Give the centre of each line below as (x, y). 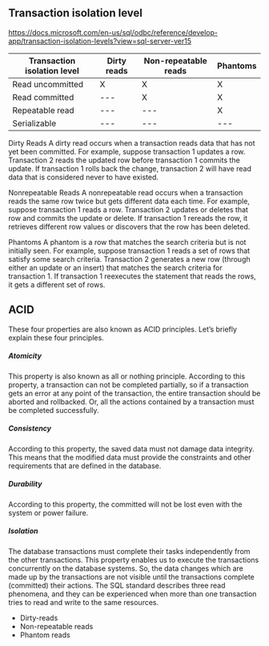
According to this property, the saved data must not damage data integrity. (131, 448)
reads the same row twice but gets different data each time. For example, (129, 201)
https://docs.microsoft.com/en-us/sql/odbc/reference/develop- (113, 32)
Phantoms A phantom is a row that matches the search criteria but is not (127, 242)
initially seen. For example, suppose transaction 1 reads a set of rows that (129, 251)
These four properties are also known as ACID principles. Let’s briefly (123, 329)
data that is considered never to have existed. (83, 177)
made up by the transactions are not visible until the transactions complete (131, 576)
